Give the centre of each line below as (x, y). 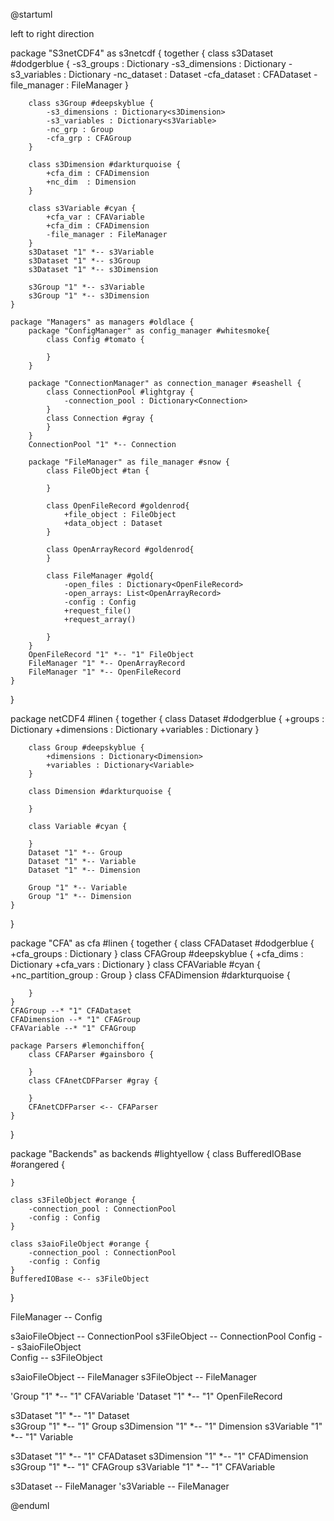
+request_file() (97, 611)
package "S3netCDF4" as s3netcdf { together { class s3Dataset (142, 53)
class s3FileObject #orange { (73, 1200)
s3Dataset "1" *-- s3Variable (91, 252)
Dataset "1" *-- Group (75, 853)
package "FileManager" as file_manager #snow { (129, 462)
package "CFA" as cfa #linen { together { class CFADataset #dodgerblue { (162, 943)
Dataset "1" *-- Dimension (84, 870)
